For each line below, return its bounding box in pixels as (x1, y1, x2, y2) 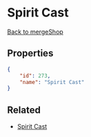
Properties (7, 48, 54, 59)
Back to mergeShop (7, 28, 63, 36)
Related (7, 104, 41, 116)
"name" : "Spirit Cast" (19, 78, 85, 85)
